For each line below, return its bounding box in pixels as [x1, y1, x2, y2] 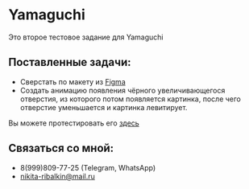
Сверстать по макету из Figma [19, 76, 127, 86]
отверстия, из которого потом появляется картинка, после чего [19, 94, 242, 104]
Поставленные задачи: [8, 55, 131, 69]
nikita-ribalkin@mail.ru [19, 171, 95, 181]
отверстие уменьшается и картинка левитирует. [19, 102, 188, 112]
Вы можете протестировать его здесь [8, 118, 139, 128]
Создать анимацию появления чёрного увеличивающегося [19, 85, 226, 95]
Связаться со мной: [8, 142, 114, 155]
